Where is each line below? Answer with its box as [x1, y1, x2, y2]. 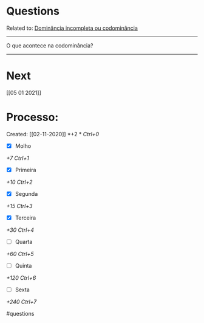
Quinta [15, 262, 32, 269]
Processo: [6, 111, 59, 124]
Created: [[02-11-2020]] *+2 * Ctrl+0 [6, 130, 99, 137]
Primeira [15, 166, 36, 173]
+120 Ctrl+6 [6, 274, 36, 282]
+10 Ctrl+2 [6, 178, 33, 186]
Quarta [15, 238, 33, 246]
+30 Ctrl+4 [6, 226, 35, 234]
